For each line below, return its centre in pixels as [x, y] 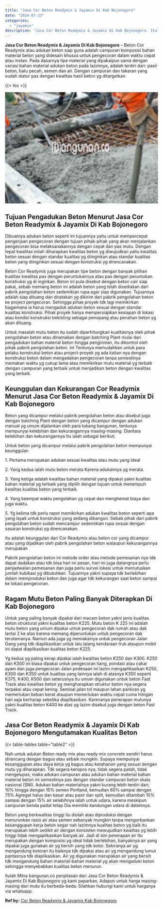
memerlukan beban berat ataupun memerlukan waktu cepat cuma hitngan [79, 695]
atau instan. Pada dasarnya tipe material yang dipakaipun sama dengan [76, 61]
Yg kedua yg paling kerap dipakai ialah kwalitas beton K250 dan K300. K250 [81, 658]
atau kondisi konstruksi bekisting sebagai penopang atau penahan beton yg [81, 318]
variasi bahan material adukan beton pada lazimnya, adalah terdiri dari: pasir [81, 66]
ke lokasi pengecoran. [27, 584]
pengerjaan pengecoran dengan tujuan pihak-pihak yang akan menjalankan [81, 241]
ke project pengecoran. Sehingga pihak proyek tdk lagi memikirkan [72, 302]
